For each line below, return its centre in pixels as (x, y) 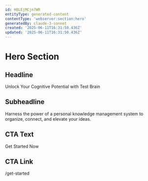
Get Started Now (22, 146)
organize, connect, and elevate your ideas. (48, 119)
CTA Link (19, 162)
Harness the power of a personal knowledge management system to (74, 114)
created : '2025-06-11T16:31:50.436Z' (44, 28)
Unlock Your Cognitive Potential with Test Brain (53, 87)
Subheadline (25, 102)
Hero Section (32, 57)
